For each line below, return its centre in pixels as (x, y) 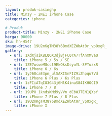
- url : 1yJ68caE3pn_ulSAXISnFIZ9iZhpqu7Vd (54, 74)
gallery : (14, 51)
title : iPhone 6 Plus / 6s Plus (47, 78)
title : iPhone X (31, 106)
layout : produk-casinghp (31, 10)
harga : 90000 (19, 37)
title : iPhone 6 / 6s (36, 69)
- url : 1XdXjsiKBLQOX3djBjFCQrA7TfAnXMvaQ (54, 55)
